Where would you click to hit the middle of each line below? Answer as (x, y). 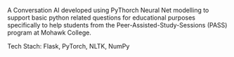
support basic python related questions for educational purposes (101, 18)
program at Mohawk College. (49, 32)
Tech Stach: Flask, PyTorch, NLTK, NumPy (69, 46)
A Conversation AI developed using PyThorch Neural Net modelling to (108, 10)
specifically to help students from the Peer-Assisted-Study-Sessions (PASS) (117, 25)
